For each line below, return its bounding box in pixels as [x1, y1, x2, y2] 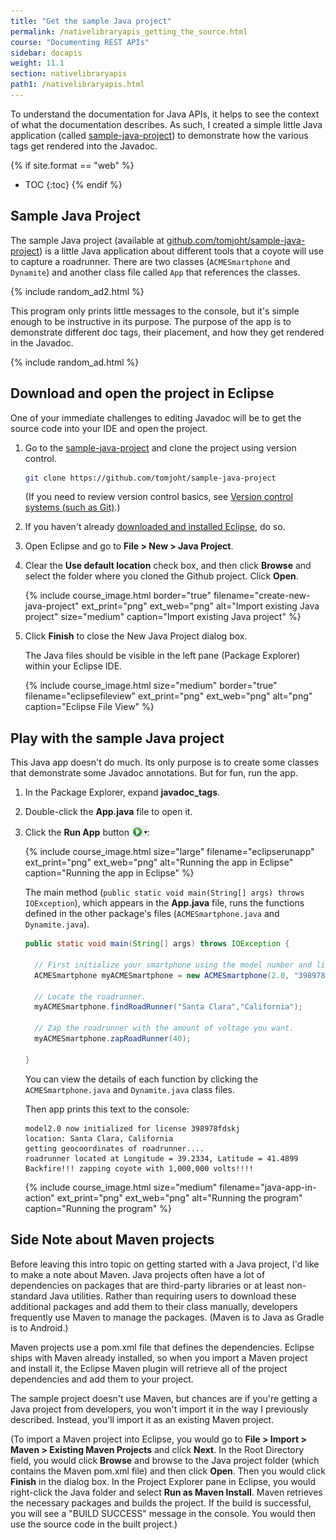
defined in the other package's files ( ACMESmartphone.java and [24, 908, 280, 920]
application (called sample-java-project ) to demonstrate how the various [10, 129, 309, 141]
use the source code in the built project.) [10, 1518, 178, 1530]
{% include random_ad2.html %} [10, 285, 145, 297]
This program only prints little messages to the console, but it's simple [10, 305, 300, 317]
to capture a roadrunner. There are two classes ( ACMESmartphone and [10, 255, 291, 267]
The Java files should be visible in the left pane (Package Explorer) [24, 650, 301, 662]
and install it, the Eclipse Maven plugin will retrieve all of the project [10, 1362, 288, 1374]
